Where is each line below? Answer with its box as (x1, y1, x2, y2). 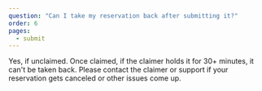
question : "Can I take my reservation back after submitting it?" (8, 11, 238, 20)
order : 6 (8, 19, 38, 27)
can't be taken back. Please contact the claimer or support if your (8, 65, 229, 75)
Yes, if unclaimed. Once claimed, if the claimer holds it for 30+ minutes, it (8, 56, 255, 66)
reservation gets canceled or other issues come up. (8, 73, 181, 83)
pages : (8, 27, 31, 35)
